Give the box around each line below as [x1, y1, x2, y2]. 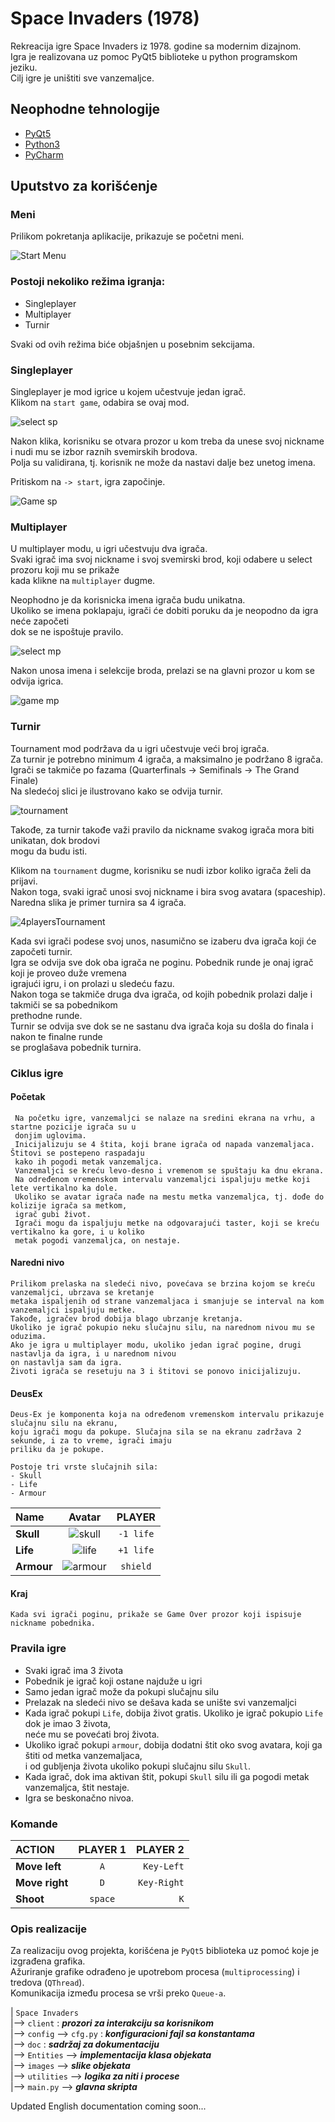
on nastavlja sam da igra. [10, 1357, 123, 1367]
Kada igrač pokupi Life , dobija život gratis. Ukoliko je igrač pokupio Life [24, 1707, 323, 1719]
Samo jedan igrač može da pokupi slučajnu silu [24, 1685, 220, 1697]
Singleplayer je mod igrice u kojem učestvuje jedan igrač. [10, 386, 247, 398]
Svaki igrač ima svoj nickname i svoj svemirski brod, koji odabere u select [10, 553, 313, 566]
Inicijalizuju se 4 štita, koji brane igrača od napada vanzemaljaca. [14, 1139, 315, 1149]
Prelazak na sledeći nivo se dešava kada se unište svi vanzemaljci [24, 1696, 297, 1708]
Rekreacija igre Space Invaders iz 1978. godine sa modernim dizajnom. [10, 40, 302, 52]
